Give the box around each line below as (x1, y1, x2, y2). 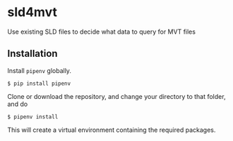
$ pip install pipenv (7, 80, 71, 87)
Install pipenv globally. (7, 66, 72, 74)
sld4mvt (7, 4, 58, 20)
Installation (7, 48, 58, 60)
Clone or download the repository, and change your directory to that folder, (7, 92, 226, 100)
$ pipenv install (7, 113, 59, 120)
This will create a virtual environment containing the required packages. (7, 126, 216, 134)
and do (7, 100, 28, 108)
